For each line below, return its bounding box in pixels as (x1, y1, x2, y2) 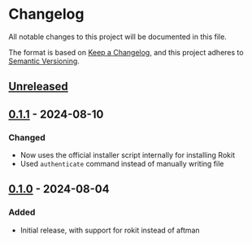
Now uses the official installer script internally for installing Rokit (20, 150, 236, 160)
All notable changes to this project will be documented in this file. (8, 32, 228, 41)
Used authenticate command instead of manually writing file (20, 159, 224, 169)
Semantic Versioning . (8, 56, 80, 66)
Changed (8, 132, 46, 143)
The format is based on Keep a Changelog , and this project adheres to (8, 47, 244, 57)
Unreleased (8, 80, 69, 93)
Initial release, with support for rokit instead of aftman (20, 225, 201, 235)
